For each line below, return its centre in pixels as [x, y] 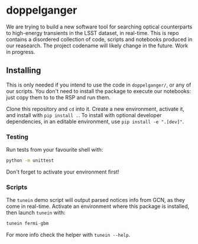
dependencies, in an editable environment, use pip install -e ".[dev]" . [95, 121]
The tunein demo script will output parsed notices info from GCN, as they [95, 200]
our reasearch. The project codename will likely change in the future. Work [97, 46]
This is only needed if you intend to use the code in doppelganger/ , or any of [99, 85]
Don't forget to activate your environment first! [63, 172]
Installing [24, 71]
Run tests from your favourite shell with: [55, 150]
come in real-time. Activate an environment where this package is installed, [98, 206]
